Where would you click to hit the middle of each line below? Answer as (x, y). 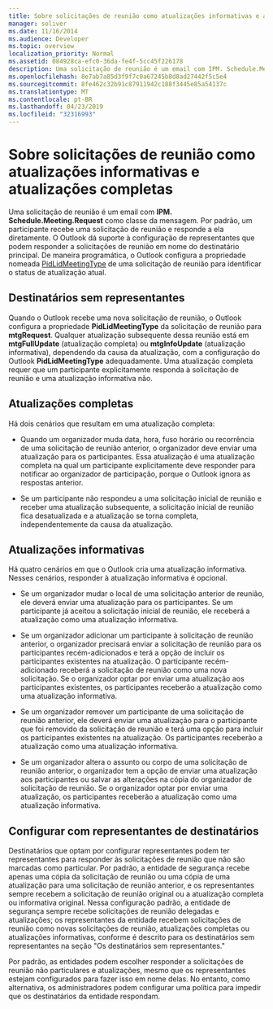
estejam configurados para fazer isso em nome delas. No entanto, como (129, 979)
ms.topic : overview (41, 46)
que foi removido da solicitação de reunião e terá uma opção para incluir (142, 729)
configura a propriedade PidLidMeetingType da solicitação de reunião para (135, 326)
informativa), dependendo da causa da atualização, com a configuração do (134, 352)
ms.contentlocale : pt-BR (50, 99)
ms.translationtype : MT (49, 92)
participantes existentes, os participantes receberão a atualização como (141, 687)
